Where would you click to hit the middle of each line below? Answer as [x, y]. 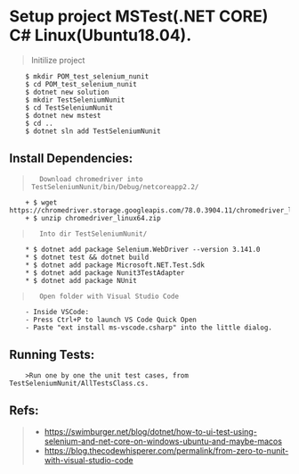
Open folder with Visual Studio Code [109, 296]
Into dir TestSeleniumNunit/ [93, 234]
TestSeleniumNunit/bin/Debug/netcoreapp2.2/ [115, 187]
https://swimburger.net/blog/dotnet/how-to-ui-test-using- [151, 432]
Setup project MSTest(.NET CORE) [139, 17]
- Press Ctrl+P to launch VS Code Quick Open [111, 320]
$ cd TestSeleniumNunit [69, 108]
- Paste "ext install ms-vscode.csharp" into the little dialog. [149, 328]
